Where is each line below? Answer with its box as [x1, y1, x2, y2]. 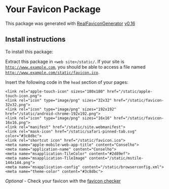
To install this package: [5, 48, 54, 54]
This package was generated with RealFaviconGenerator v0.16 [5, 20, 136, 26]
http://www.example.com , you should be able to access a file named [5, 64, 146, 70]
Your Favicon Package [5, 4, 101, 15]
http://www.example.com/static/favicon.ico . [5, 69, 100, 75]
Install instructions [5, 35, 66, 44]
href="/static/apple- [107, 89, 153, 94]
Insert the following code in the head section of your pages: [5, 79, 129, 85]
